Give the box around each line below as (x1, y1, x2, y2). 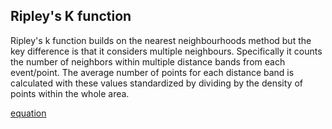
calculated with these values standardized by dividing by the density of (10, 77, 303, 89)
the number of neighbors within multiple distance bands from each (10, 55, 286, 68)
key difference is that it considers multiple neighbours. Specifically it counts (10, 45, 323, 57)
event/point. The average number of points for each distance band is (10, 66, 295, 78)
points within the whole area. (10, 87, 130, 99)
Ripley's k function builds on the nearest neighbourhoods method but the (10, 34, 312, 46)
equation (10, 107, 47, 119)
